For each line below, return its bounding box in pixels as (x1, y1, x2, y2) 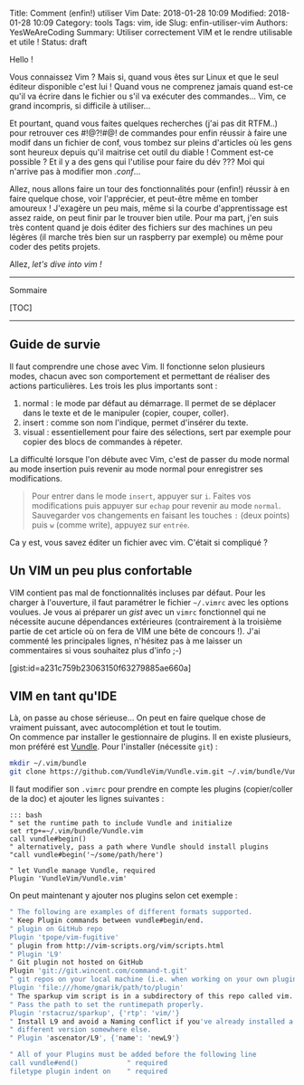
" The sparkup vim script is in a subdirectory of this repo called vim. (9, 991, 294, 1001)
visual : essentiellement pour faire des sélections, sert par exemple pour (22, 426, 292, 437)
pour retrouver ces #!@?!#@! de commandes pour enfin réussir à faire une (9, 128, 288, 138)
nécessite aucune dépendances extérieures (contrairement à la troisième (9, 615, 282, 627)
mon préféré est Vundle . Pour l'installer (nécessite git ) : (9, 741, 219, 752)
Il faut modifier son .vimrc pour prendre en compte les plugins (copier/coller (9, 784, 294, 795)
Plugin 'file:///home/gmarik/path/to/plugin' (9, 984, 184, 993)
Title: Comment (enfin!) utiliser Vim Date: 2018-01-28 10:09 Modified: (9, 8, 267, 18)
